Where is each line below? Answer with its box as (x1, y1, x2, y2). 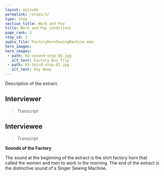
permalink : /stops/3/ (5, 12, 50, 17)
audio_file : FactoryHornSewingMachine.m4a (5, 40, 94, 44)
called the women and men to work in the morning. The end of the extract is (5, 160, 160, 166)
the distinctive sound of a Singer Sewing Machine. (5, 165, 107, 171)
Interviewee (5, 122, 43, 131)
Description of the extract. (5, 81, 59, 87)
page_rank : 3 (5, 30, 32, 35)
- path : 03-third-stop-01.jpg (7, 62, 69, 67)
